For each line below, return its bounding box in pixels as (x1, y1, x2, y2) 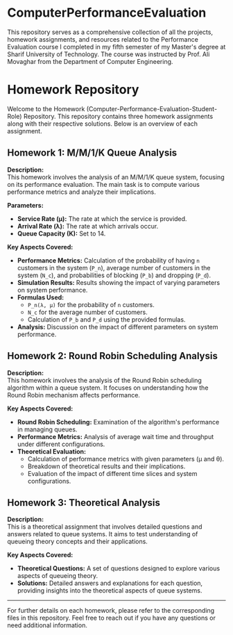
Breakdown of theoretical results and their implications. (27, 462, 186, 470)
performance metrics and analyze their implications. (7, 188, 156, 196)
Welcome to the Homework (7, 104, 85, 113)
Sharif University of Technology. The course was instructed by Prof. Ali (7, 50, 210, 58)
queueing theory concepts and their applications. (7, 537, 148, 546)
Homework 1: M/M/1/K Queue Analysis (7, 147, 178, 159)
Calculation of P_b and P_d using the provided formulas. (27, 315, 186, 324)
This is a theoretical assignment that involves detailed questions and (7, 522, 202, 531)
